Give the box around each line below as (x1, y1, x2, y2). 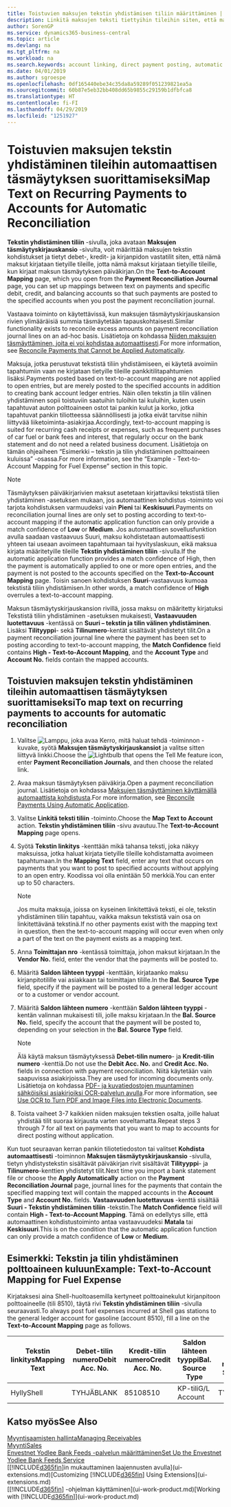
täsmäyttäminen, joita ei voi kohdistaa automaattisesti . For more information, (7, 338, 222, 347)
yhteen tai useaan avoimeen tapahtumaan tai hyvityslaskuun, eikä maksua (7, 539, 217, 547)
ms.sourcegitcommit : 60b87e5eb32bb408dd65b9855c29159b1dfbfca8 (7, 87, 192, 94)
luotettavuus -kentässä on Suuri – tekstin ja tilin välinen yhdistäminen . (7, 618, 212, 627)
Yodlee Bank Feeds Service (7, 1456, 85, 1464)
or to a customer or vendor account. (16, 990, 120, 999)
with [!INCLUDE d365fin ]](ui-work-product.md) (7, 1493, 140, 1500)
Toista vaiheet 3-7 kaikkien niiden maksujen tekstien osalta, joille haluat (16, 1109, 220, 1118)
